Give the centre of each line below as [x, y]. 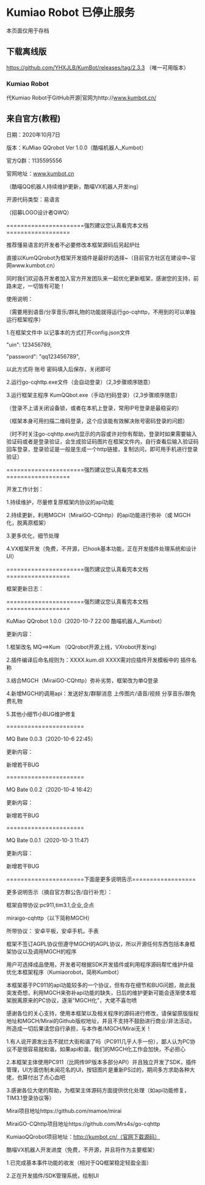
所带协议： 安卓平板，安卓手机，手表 [52, 931]
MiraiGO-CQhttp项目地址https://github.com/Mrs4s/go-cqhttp [83, 1123]
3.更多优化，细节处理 [33, 535]
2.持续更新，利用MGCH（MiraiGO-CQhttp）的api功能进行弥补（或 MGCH [99, 515]
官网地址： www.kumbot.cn [40, 173]
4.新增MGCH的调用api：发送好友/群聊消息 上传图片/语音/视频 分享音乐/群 [99, 693]
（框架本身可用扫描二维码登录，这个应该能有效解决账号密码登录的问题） [97, 421]
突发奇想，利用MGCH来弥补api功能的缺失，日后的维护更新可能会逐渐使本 [99, 992]
